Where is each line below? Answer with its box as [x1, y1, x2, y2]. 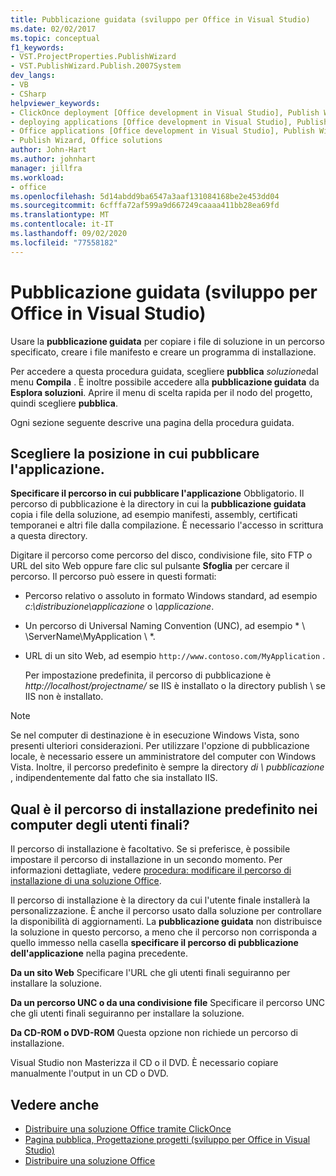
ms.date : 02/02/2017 [10, 24, 97, 34]
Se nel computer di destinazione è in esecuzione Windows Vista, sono [10, 729, 300, 741]
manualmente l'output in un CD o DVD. [10, 1067, 169, 1080]
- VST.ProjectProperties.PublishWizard [10, 52, 177, 62]
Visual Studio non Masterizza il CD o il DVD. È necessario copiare [10, 1057, 279, 1069]
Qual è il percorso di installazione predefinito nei [10, 801, 318, 818]
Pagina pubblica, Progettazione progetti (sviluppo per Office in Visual [24, 1134, 311, 1145]
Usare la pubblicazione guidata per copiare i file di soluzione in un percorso [10, 335, 325, 347]
